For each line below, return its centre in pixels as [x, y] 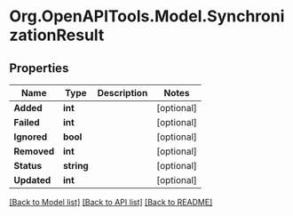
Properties [39, 68]
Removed [34, 151]
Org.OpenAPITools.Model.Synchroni [147, 16]
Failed [27, 122]
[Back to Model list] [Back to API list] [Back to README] [111, 202]
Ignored [31, 137]
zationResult [57, 35]
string [75, 166]
